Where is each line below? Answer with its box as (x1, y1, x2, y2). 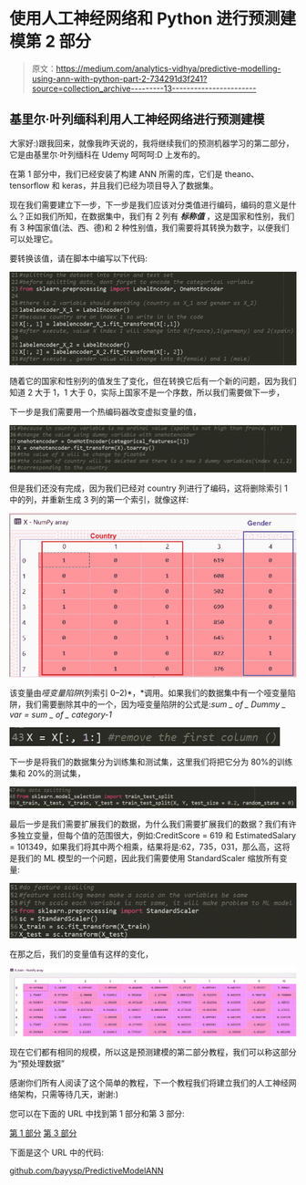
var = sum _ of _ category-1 (9, 709, 112, 721)
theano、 (224, 168, 260, 179)
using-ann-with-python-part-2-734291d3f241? (31, 73, 208, 84)
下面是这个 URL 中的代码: (9, 1147, 105, 1159)
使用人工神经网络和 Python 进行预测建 (9, 8, 297, 29)
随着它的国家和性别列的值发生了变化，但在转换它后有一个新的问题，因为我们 (9, 376, 297, 387)
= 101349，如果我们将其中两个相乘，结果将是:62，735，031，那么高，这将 (9, 841, 291, 852)
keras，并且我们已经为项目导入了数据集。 (62, 180, 219, 191)
